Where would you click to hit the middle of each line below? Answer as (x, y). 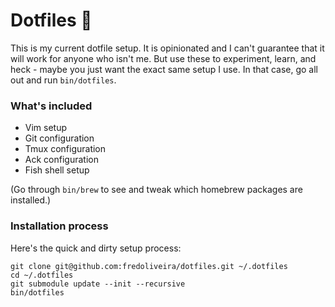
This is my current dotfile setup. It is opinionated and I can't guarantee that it (167, 48)
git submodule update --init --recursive (98, 284)
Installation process (59, 226)
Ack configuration (61, 160)
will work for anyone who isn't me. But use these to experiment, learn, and (163, 58)
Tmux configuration (65, 149)
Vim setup (46, 128)
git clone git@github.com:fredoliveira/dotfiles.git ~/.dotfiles (149, 266)
